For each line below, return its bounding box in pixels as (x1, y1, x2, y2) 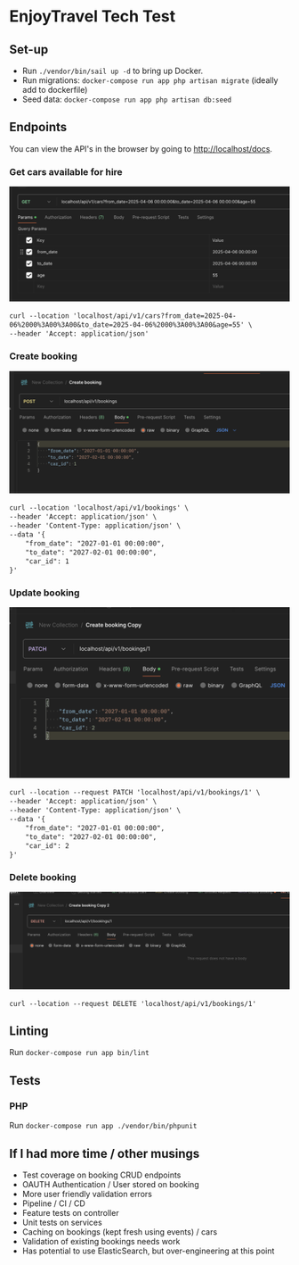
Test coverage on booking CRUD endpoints (21, 1169, 182, 1180)
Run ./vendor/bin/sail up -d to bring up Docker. (21, 65, 204, 76)
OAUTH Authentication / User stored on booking (21, 1178, 199, 1189)
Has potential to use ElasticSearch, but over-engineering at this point (21, 1245, 275, 1256)
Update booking (9, 587, 80, 599)
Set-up (9, 42, 49, 57)
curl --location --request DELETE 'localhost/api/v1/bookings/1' (9, 999, 256, 1008)
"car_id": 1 (25, 557, 69, 566)
